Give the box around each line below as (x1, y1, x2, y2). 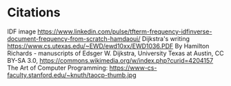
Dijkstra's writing (141, 34, 190, 42)
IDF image (7, 27, 37, 35)
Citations (7, 5, 61, 20)
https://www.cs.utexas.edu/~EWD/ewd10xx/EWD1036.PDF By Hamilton (7, 42, 210, 50)
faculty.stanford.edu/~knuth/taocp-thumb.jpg (7, 70, 137, 79)
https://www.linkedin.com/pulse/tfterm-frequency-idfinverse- (37, 27, 212, 35)
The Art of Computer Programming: (7, 63, 108, 72)
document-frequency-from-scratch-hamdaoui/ (7, 34, 141, 42)
